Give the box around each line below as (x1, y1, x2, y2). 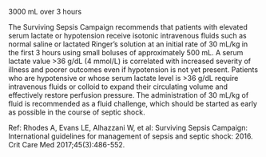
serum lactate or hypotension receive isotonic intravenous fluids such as (8, 31, 247, 40)
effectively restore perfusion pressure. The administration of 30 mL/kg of (8, 91, 249, 99)
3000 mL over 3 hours (8, 7, 82, 16)
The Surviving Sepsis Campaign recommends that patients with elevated (8, 22, 248, 31)
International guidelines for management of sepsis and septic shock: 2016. (8, 131, 253, 141)
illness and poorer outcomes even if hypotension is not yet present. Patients (8, 65, 258, 74)
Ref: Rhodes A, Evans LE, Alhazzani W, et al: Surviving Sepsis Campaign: (8, 123, 248, 132)
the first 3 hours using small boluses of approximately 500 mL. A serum (8, 48, 244, 57)
